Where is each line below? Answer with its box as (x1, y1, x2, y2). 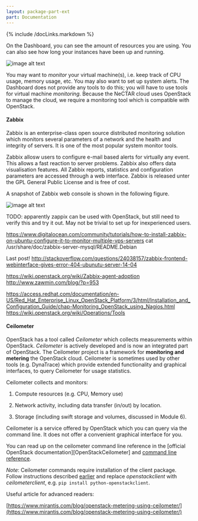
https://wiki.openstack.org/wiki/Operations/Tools (6, 309, 125, 316)
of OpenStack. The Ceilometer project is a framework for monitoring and (6, 348, 184, 355)
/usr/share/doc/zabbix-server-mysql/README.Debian (6, 243, 137, 250)
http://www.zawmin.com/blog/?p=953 (6, 279, 99, 286)
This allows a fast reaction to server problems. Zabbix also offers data (6, 159, 176, 166)
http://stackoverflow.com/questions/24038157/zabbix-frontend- (31, 255, 188, 262)
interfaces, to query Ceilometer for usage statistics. (6, 367, 132, 374)
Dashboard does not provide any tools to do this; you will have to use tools (6, 83, 188, 91)
